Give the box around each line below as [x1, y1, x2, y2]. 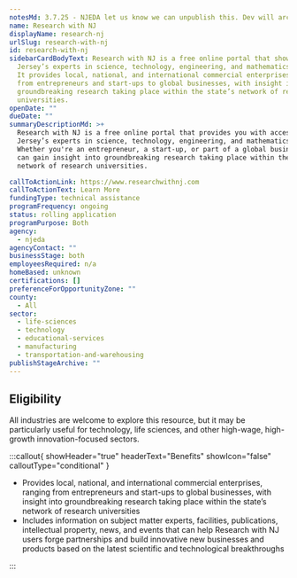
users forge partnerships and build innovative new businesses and [21, 534, 265, 545]
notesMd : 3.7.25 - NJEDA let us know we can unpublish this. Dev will [9, 12, 275, 22]
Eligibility [9, 391, 62, 406]
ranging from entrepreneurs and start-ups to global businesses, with [21, 487, 272, 497]
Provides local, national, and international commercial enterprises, [21, 478, 263, 488]
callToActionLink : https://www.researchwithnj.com [9, 177, 200, 186]
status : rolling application [9, 210, 117, 219]
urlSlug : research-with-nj [9, 37, 109, 47]
